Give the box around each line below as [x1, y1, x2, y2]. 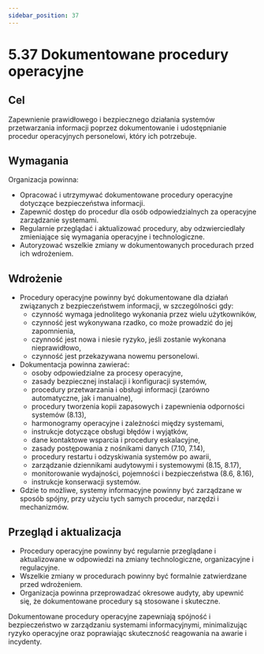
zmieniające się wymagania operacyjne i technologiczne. [19, 232, 205, 241]
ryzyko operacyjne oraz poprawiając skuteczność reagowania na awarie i [8, 629, 247, 638]
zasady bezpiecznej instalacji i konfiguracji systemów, [31, 376, 207, 387]
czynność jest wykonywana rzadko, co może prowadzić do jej [31, 318, 233, 327]
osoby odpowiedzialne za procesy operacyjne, [31, 368, 184, 378]
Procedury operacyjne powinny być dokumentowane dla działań [19, 293, 229, 302]
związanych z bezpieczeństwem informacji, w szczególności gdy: [19, 301, 234, 311]
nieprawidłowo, [31, 343, 81, 353]
